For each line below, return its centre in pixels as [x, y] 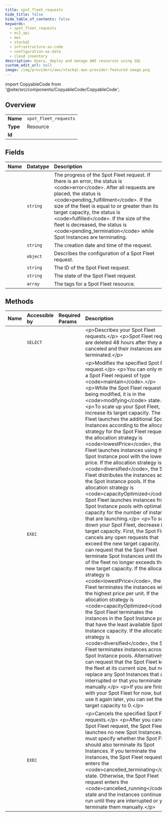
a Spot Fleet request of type [118, 376]
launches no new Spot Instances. [124, 732]
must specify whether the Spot [121, 739]
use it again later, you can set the [124, 699]
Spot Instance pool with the [117, 456]
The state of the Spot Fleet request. [95, 275]
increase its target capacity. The [123, 413]
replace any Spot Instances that [122, 675]
